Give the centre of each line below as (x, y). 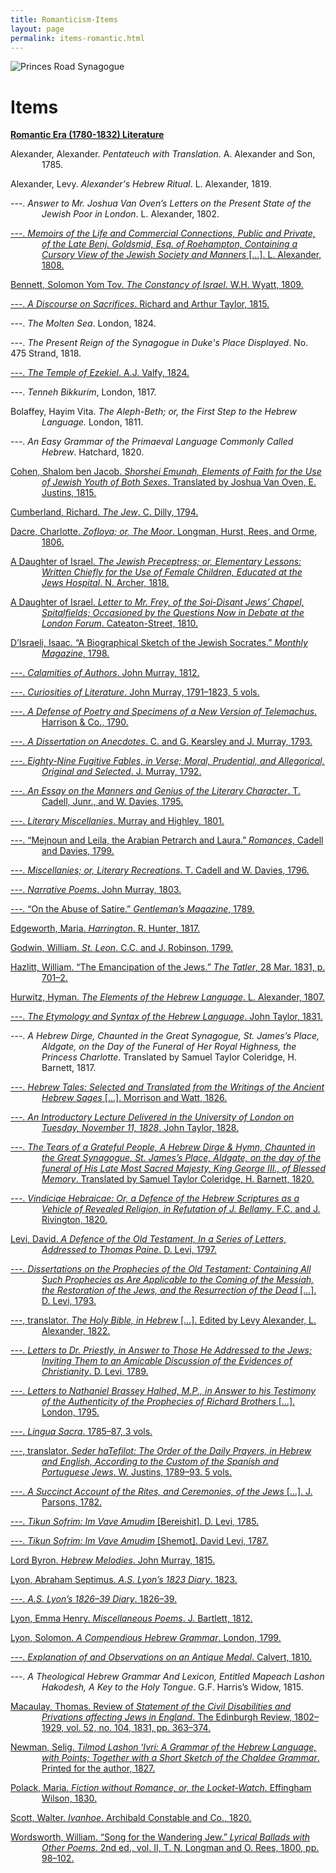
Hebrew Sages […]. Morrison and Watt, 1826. (134, 1098)
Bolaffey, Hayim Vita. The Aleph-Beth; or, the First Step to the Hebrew (153, 412)
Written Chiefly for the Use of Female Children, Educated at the (172, 572)
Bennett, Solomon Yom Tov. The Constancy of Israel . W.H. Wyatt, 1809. (157, 285)
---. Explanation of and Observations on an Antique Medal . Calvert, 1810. (161, 1657)
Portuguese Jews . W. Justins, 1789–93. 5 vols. (137, 1472)
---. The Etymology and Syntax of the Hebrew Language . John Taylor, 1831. (166, 1017)
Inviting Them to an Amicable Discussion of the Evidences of (167, 1361)
